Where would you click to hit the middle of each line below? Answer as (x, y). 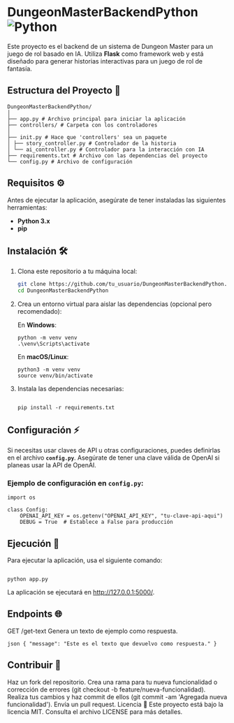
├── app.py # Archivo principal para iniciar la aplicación (97, 119)
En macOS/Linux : (43, 357)
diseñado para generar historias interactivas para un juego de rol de (105, 61)
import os (22, 498)
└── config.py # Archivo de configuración (70, 161)
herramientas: (27, 207)
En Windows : (37, 325)
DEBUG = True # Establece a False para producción (96, 522)
